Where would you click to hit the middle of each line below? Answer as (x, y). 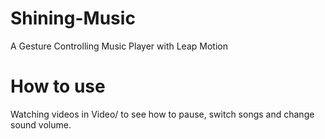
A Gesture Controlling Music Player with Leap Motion (119, 46)
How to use (58, 86)
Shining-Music (73, 18)
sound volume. (41, 124)
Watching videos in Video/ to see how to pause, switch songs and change (162, 114)
